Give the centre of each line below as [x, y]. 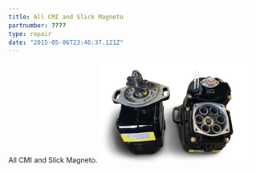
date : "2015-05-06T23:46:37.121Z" [66, 42]
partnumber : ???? [37, 25]
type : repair [30, 34]
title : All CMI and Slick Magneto [66, 17]
